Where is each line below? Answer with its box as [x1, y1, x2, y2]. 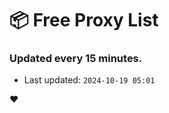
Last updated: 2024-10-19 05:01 [23, 74, 156, 86]
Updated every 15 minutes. [9, 52, 143, 66]
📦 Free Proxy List [9, 9, 159, 32]
